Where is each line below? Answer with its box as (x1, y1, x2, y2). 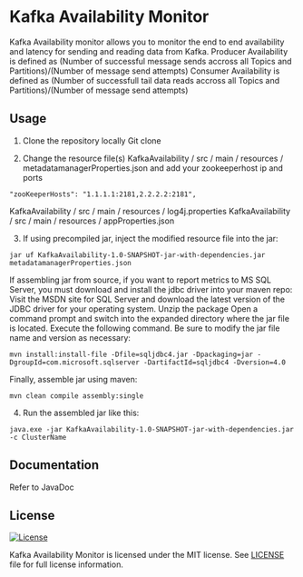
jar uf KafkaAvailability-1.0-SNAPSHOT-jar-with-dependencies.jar (9, 250, 266, 260)
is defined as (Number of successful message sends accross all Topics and (9, 55, 292, 66)
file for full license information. (9, 559, 124, 570)
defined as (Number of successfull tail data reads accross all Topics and (9, 75, 279, 85)
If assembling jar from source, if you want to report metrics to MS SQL (9, 274, 272, 285)
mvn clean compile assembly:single (9, 391, 144, 401)
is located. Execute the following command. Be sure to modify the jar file (9, 323, 280, 333)
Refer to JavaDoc (9, 482, 74, 492)
